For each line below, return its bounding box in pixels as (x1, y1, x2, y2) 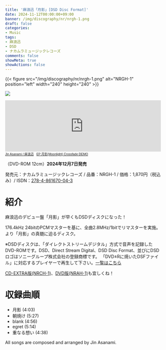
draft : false (5, 21, 32, 26)
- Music (5, 30, 21, 35)
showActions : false (5, 62, 45, 67)
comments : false (5, 53, 39, 58)
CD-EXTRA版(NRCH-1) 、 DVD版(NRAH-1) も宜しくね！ (5, 270, 114, 276)
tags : (5, 35, 16, 40)
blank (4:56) (12, 318, 38, 324)
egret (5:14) (12, 324, 36, 329)
